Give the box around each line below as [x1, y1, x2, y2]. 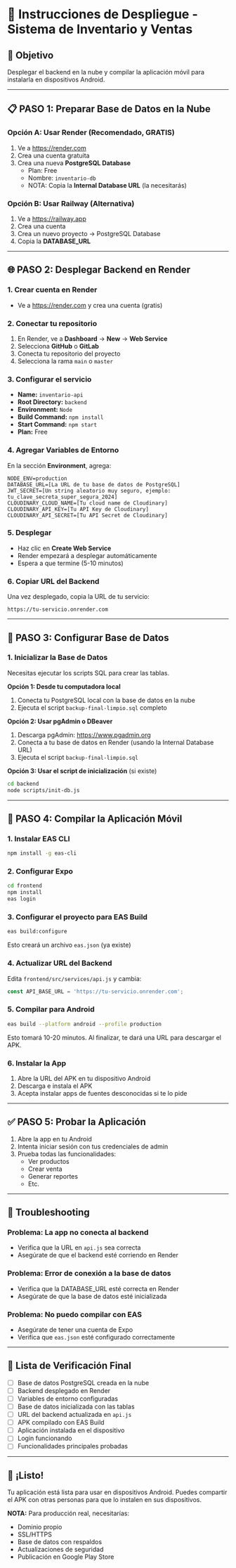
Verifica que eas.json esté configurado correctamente [17, 1333, 176, 1341]
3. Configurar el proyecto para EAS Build [7, 912, 147, 921]
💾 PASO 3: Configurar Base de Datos [7, 632, 169, 644]
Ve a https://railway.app [17, 214, 86, 223]
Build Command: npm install [17, 413, 104, 421]
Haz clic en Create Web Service [17, 544, 112, 552]
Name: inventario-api [17, 390, 84, 399]
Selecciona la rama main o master [17, 356, 114, 365]
